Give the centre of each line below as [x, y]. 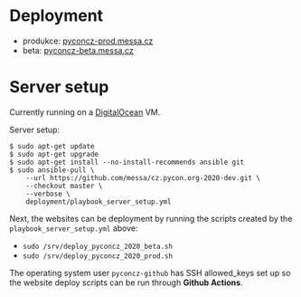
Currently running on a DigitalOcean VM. [85, 112]
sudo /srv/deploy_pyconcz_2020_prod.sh [98, 256]
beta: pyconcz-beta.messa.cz [78, 50]
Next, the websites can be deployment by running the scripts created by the [151, 218]
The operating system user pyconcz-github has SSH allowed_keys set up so [150, 273]
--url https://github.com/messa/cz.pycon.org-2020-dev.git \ [143, 177]
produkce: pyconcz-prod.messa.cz [88, 41]
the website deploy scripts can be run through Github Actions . [126, 283]
